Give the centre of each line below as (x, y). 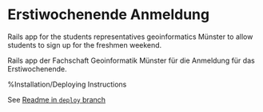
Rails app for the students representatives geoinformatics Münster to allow (130, 37)
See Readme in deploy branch (56, 99)
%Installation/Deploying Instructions (67, 84)
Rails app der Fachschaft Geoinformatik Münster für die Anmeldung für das (131, 60)
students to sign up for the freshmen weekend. (85, 44)
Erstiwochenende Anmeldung (108, 15)
